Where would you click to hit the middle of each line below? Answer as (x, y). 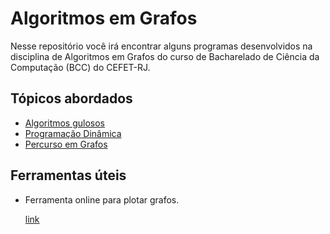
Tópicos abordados (71, 98)
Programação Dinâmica (73, 133)
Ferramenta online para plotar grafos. (102, 199)
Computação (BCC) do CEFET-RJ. (80, 67)
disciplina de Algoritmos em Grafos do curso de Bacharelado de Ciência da (165, 56)
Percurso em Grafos (66, 144)
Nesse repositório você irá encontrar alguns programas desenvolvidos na (161, 46)
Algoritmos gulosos (65, 123)
